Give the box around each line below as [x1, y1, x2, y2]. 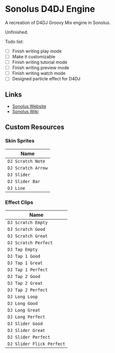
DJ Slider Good [7, 321, 43, 327]
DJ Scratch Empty [7, 220, 48, 226]
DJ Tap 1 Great [7, 260, 43, 266]
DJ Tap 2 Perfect [7, 287, 48, 293]
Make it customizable [12, 54, 55, 59]
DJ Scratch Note [7, 158, 46, 164]
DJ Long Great [7, 307, 41, 313]
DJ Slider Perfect [7, 334, 50, 340]
